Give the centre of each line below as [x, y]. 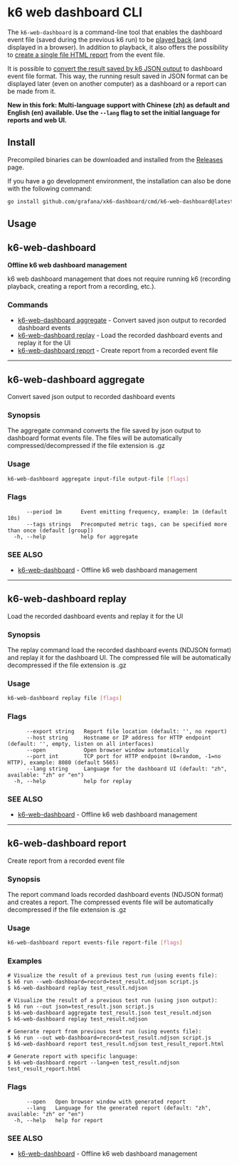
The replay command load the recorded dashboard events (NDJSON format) [119, 650]
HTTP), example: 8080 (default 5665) [63, 762]
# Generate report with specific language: [73, 1057]
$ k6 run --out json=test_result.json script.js [81, 1007]
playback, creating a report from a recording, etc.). [82, 286]
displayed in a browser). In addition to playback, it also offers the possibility [118, 47]
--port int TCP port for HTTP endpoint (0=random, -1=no [123, 756]
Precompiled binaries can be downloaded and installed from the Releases [115, 159]
